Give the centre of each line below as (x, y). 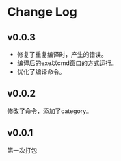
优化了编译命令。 (41, 72)
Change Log (42, 12)
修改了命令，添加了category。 (50, 111)
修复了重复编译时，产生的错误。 (62, 54)
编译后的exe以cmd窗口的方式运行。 (67, 63)
